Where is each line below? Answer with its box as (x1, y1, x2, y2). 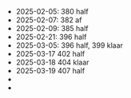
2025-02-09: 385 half (15, 24, 89, 33)
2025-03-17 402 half (15, 49, 85, 58)
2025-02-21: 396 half (15, 32, 87, 41)
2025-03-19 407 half (15, 66, 85, 75)
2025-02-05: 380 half (15, 7, 89, 16)
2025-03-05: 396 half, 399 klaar (15, 41, 124, 50)
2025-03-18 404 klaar (15, 57, 89, 67)
